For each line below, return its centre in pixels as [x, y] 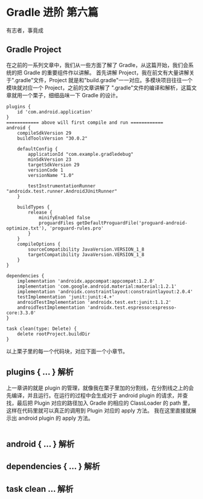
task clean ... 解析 [40, 489]
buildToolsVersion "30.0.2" [52, 138]
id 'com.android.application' [55, 112]
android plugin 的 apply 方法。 [56, 418]
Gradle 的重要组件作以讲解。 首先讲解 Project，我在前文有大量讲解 [106, 72]
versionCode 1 [46, 170]
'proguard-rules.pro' [76, 228]
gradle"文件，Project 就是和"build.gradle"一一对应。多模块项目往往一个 [104, 80]
